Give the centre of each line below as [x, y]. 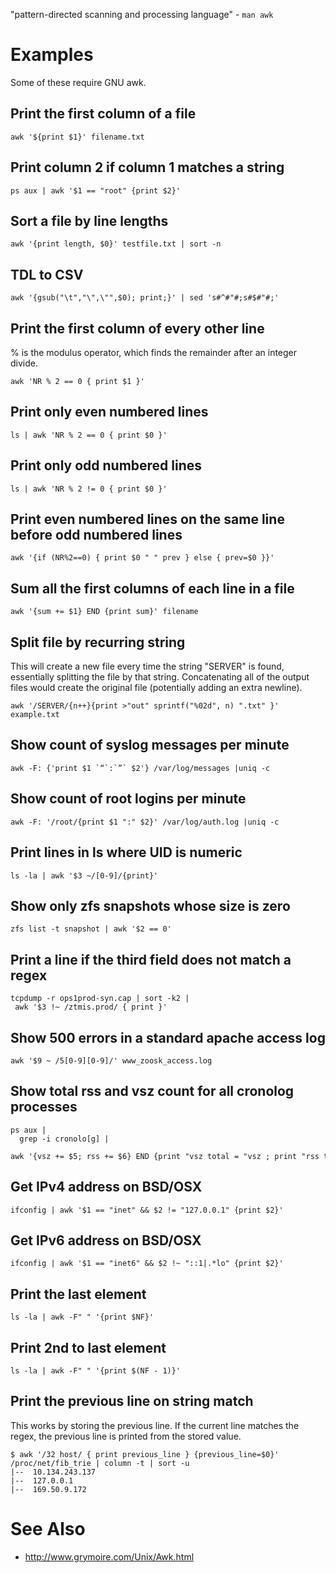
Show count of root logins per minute [128, 799]
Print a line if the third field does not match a [151, 959]
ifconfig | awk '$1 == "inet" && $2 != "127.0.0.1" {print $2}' [147, 1210]
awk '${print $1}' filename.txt [77, 137]
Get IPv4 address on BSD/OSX [106, 1187]
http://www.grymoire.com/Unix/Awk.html [109, 1556]
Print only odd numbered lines [106, 465]
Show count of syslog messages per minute [150, 745]
